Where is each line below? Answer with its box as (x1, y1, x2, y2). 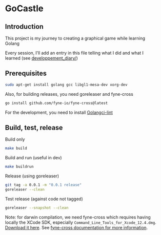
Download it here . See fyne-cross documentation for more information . (5, 224, 148, 230)
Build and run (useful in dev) (5, 155, 62, 161)
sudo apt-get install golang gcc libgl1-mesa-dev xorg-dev (5, 82, 128, 87)
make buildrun (5, 164, 34, 169)
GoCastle (5, 3, 44, 14)
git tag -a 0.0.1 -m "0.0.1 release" (5, 183, 82, 188)
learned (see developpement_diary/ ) (5, 55, 78, 61)
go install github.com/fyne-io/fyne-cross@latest (5, 101, 108, 106)
